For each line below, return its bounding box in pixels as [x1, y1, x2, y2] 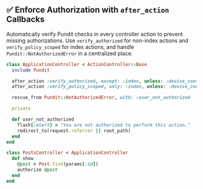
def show [11, 156, 34, 162]
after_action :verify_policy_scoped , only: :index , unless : [11, 84, 166, 90]
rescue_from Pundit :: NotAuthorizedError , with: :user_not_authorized [11, 94, 190, 101]
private [11, 105, 31, 111]
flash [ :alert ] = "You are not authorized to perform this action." [17, 122, 190, 128]
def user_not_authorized [11, 116, 74, 123]
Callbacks [6, 15, 45, 25]
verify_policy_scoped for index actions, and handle [6, 43, 135, 50]
